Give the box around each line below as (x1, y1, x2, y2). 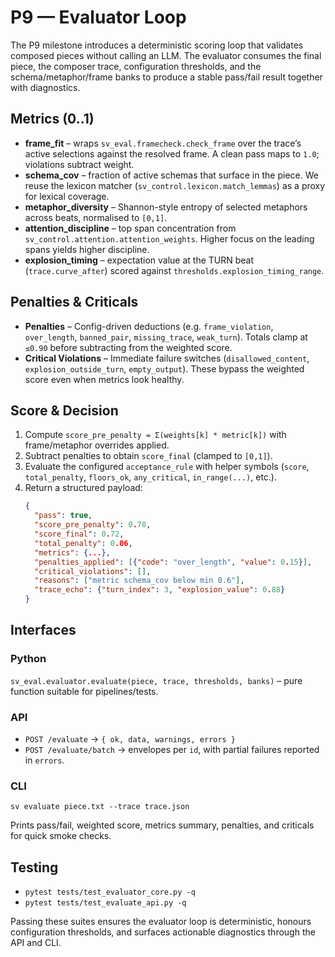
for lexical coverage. (24, 190, 110, 202)
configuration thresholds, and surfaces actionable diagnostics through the (10, 926, 316, 938)
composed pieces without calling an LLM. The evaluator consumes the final (10, 49, 322, 61)
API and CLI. (10, 937, 62, 949)
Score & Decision (10, 402, 119, 419)
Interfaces (10, 622, 77, 639)
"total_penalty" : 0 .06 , (34, 538, 133, 548)
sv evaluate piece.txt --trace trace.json (10, 802, 190, 812)
